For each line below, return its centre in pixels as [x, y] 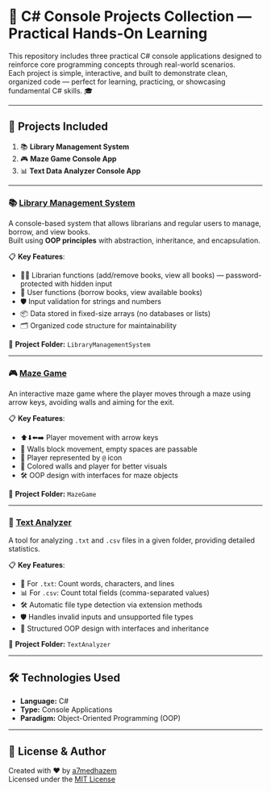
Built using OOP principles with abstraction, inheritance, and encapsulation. [134, 240]
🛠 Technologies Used [65, 678]
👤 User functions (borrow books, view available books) [111, 293]
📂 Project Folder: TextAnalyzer [60, 643]
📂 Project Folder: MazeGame [52, 494]
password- [244, 275]
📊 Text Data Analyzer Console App [80, 171]
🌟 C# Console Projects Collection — [130, 17]
